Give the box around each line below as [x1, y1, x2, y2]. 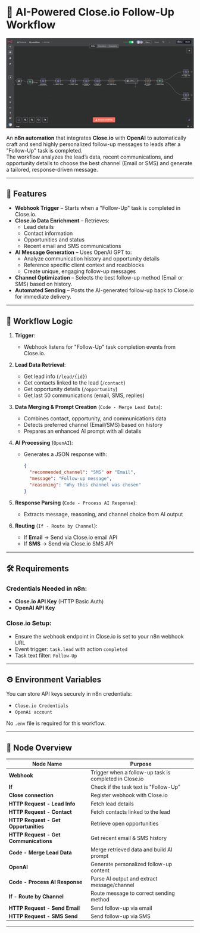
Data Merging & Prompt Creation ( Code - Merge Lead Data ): [14, 404, 162, 411]
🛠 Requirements [6, 563, 70, 574]
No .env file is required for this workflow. [6, 720, 106, 727]
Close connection [8, 792, 54, 799]
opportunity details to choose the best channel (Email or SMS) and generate [6, 159, 193, 166]
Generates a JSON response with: [23, 451, 107, 458]
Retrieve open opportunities [90, 820, 159, 827]
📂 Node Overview [6, 742, 73, 753]
